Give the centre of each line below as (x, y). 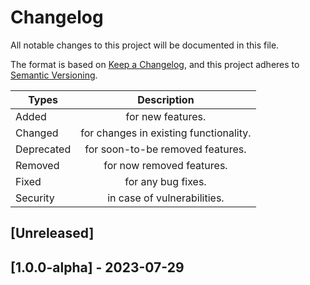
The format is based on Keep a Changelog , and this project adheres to (155, 64)
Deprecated (43, 149)
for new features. (166, 116)
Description (166, 99)
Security (35, 198)
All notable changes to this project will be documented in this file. (145, 45)
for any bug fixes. (165, 181)
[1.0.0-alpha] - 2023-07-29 (97, 267)
